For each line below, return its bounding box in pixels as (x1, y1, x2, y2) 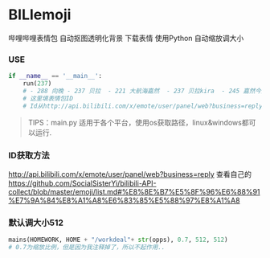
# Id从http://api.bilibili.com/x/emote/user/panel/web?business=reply (22, 102, 263, 110)
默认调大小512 (8, 217, 64, 228)
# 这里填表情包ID (22, 94, 74, 102)
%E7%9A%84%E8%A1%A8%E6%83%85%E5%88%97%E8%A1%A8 (8, 195, 240, 205)
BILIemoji (8, 6, 72, 24)
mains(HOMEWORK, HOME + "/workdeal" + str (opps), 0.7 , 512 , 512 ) (8, 235, 228, 244)
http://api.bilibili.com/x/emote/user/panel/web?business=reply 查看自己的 (8, 169, 252, 178)
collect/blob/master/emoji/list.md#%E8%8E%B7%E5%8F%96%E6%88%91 (8, 186, 260, 196)
